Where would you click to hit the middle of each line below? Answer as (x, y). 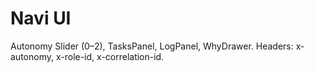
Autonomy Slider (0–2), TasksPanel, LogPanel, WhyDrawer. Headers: (152, 46)
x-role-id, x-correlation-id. (110, 56)
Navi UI (41, 18)
